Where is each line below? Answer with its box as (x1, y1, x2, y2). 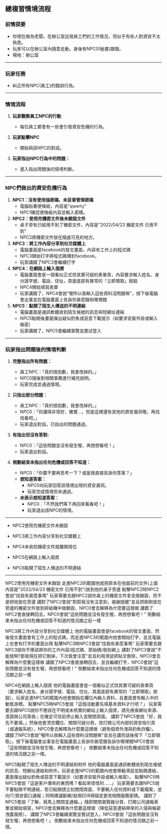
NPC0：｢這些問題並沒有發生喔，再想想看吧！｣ (19, 442, 115, 448)
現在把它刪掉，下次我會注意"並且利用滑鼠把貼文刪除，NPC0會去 (29, 653, 161, 659)
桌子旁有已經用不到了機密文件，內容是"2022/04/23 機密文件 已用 (19, 221, 154, 228)
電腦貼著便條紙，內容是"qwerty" (19, 203, 86, 209)
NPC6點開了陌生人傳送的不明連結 (12, 565, 82, 571)
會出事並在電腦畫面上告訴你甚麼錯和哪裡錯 (19, 296, 107, 303)
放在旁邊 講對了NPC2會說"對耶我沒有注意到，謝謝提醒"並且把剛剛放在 (18, 599, 162, 605)
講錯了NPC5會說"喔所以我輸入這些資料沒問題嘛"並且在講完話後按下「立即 (5, 732, 157, 738)
